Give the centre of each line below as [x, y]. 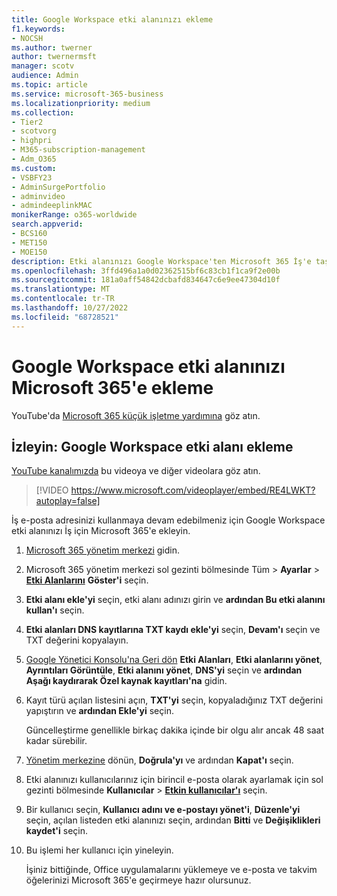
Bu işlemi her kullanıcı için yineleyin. [99, 850]
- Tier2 [27, 122]
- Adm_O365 [34, 159]
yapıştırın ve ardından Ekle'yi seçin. [99, 711]
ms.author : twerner [52, 47]
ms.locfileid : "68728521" [65, 317]
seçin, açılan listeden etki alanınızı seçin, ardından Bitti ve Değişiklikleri [173, 820]
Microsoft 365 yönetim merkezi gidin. [102, 550]
